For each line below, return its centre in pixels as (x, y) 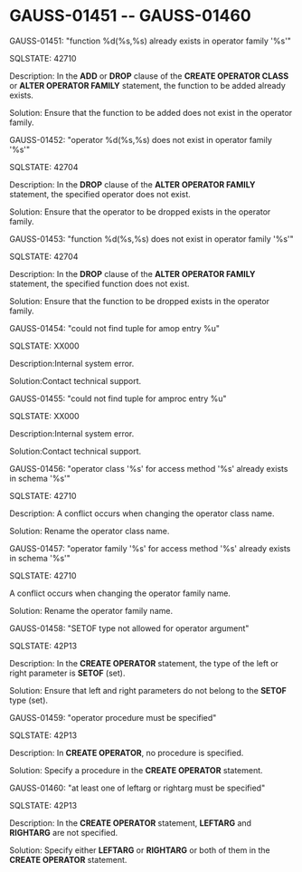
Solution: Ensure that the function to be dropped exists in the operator (139, 301)
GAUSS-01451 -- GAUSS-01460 (130, 16)
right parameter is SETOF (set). (67, 673)
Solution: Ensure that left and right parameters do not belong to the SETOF (148, 690)
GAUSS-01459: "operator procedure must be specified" (113, 717)
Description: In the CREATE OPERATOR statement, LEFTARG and (130, 823)
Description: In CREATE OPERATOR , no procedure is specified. (127, 752)
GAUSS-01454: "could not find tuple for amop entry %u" (114, 328)
